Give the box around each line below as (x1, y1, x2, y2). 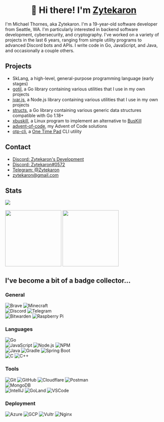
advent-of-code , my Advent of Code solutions (12, 123, 107, 129)
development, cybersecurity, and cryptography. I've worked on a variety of (5, 31, 160, 37)
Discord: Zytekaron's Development (12, 156, 84, 162)
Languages (5, 326, 33, 333)
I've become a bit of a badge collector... (5, 276, 131, 285)
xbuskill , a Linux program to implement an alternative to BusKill (12, 117, 142, 124)
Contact (5, 143, 31, 151)
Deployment (5, 400, 36, 407)
